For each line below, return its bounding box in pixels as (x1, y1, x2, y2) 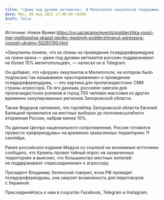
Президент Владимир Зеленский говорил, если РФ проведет (5, 170, 133, 176)
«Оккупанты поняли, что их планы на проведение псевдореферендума (5, 49, 154, 55)
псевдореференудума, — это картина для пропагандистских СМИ (5, 80, 144, 86)
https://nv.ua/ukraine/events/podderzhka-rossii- (56, 30, 154, 36)
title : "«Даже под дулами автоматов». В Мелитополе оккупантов (5, 7, 137, 12)
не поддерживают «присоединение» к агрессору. (5, 160, 110, 166)
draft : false (5, 16, 32, 21)
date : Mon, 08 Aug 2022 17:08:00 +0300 (5, 12, 86, 17)
